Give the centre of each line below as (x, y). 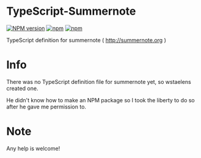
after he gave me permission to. (46, 107)
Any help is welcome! (33, 148)
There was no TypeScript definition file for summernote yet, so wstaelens (99, 81)
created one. (22, 88)
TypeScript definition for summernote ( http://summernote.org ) (86, 40)
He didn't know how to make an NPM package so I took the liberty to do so (101, 100)
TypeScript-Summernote (71, 11)
